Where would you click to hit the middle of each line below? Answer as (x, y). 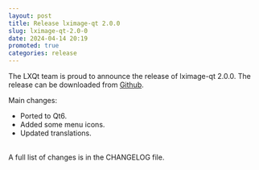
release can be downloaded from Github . (76, 85)
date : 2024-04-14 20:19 (48, 38)
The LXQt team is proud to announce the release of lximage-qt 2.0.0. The (129, 76)
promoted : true (34, 46)
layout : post (30, 16)
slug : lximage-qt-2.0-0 (48, 31)
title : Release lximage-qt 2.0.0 (64, 23)
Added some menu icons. (62, 124)
